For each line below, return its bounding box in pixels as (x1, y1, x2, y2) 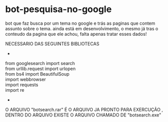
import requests (5, 82, 39, 88)
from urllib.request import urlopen (5, 66, 76, 72)
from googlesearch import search (5, 60, 75, 66)
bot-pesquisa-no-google (5, 4, 112, 15)
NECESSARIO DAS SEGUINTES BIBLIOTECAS (5, 40, 99, 46)
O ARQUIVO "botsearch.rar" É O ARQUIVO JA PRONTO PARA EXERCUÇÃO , (5, 106, 163, 112)
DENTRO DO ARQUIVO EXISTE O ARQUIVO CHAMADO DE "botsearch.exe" (5, 112, 161, 118)
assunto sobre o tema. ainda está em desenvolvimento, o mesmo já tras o (5, 25, 158, 31)
